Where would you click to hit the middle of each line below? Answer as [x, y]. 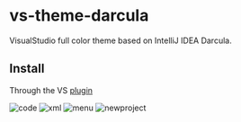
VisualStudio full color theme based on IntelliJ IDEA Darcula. [120, 40]
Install [27, 69]
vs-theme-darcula [79, 16]
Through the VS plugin [51, 90]
